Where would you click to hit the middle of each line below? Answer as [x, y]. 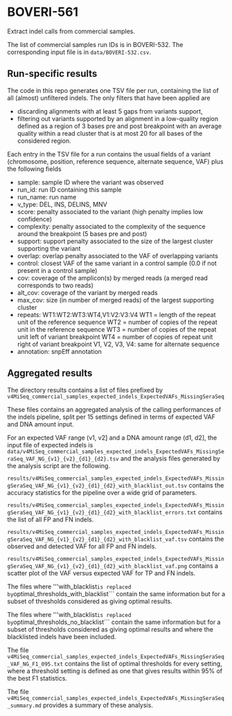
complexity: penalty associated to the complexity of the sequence [111, 226]
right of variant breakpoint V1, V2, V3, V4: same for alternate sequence [118, 344]
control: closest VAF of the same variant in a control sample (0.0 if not [117, 263]
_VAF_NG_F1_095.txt [35, 664]
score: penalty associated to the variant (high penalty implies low [110, 211]
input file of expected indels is [50, 445]
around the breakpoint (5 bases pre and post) [82, 233]
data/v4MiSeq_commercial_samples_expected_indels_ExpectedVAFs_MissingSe [116, 451]
